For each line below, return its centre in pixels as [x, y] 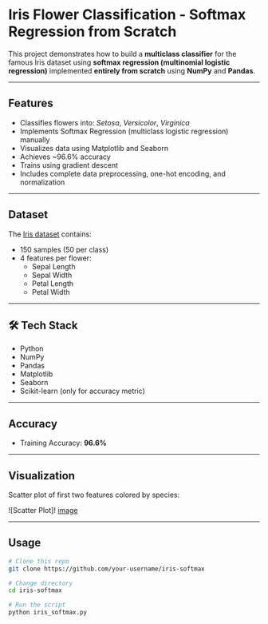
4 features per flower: [55, 258]
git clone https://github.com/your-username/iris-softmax [106, 569]
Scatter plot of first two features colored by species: [94, 495]
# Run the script [37, 605]
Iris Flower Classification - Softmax [127, 15]
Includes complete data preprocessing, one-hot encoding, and [122, 173]
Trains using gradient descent [69, 165]
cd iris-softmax [35, 590]
